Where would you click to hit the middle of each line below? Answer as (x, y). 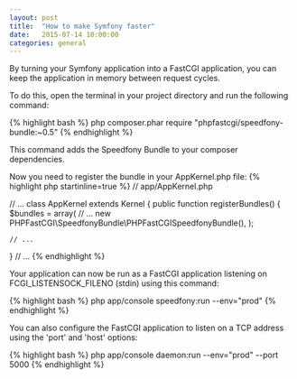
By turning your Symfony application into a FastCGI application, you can (143, 69)
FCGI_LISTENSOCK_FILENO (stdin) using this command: (114, 283)
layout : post (34, 18)
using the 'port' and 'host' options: (74, 337)
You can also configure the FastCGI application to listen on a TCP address (147, 328)
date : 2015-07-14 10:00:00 (64, 34)
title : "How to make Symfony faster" (82, 26)
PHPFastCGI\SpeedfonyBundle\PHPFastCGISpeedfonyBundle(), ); (132, 223)
